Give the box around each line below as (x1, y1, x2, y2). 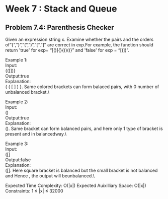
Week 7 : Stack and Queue (5, 3, 117, 15)
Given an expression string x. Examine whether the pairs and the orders (5, 36, 154, 42)
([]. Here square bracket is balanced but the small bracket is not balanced (5, 167, 158, 173)
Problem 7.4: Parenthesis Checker (5, 23, 114, 32)
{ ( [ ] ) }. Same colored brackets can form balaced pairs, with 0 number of (5, 84, 159, 90)
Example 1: (5, 57, 28, 63)
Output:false (5, 157, 31, 163)
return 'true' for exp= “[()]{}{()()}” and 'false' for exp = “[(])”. (5, 47, 130, 53)
